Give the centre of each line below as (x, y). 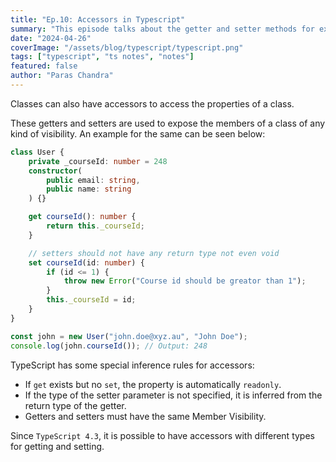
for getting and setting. (57, 446)
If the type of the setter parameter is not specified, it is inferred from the (173, 395)
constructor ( (55, 171)
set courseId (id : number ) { (86, 262)
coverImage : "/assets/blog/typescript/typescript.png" (127, 47)
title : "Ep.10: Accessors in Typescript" (98, 19)
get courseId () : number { (82, 217)
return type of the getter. (75, 405)
